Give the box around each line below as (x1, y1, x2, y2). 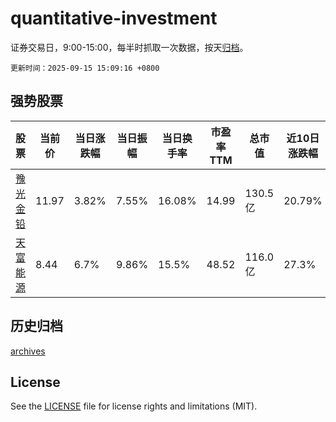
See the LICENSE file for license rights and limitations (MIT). (10, 400, 258, 412)
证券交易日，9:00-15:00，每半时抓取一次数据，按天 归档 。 (10, 41, 249, 53)
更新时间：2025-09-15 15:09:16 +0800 (10, 63, 160, 73)
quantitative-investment (10, 7, 218, 30)
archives (10, 345, 46, 357)
